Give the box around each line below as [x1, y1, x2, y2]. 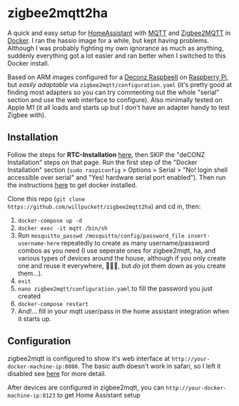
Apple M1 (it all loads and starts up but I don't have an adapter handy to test [7, 103, 230, 111]
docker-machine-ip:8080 [7, 362, 78, 370]
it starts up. [17, 314, 51, 323]
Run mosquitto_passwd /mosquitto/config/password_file [17, 230, 185, 240]
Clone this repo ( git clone [7, 194, 86, 203]
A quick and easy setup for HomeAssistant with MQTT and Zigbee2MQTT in [7, 29, 231, 37]
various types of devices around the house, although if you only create [17, 253, 226, 262]
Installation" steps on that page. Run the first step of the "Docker [7, 158, 198, 166]
